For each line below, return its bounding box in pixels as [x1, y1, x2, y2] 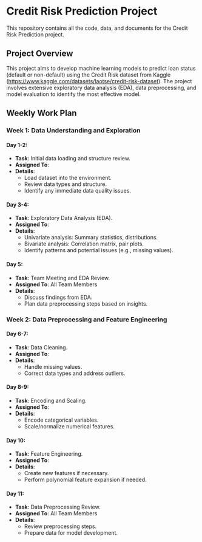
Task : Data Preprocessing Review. [15, 503, 101, 511]
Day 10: [6, 436, 25, 444]
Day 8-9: [6, 383, 29, 391]
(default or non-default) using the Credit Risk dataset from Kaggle [6, 71, 171, 78]
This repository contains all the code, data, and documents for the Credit [6, 24, 188, 32]
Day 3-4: [6, 201, 29, 208]
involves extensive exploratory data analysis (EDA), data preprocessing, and [6, 84, 197, 91]
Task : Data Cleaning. [15, 343, 68, 351]
